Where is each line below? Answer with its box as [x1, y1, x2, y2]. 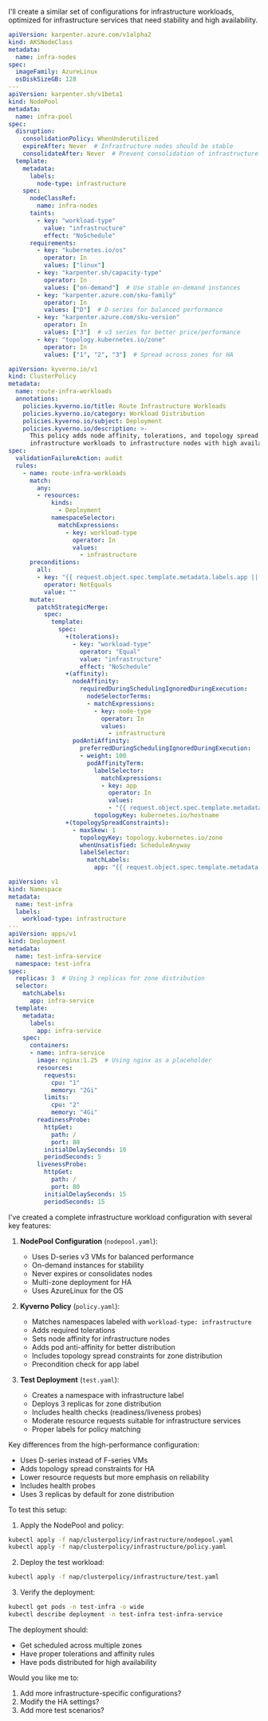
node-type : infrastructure [37, 179, 127, 187]
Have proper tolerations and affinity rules [19, 1648, 156, 1659]
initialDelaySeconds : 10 [43, 1146, 127, 1154]
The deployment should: [8, 1624, 89, 1635]
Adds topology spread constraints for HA [19, 1463, 156, 1473]
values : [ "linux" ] [43, 262, 105, 270]
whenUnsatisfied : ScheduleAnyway [79, 841, 191, 849]
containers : [29, 1042, 69, 1050]
